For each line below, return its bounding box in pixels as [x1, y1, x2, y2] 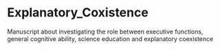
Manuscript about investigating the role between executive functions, [7, 27, 203, 36]
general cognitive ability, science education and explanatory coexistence [7, 34, 214, 42]
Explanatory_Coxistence [7, 5, 149, 21]
